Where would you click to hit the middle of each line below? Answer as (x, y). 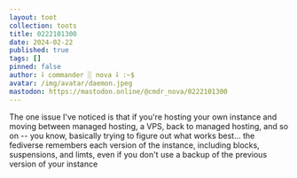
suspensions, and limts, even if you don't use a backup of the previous (138, 154)
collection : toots (43, 26)
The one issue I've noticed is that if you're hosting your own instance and (143, 117)
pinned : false (35, 67)
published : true (39, 50)
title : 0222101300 (43, 34)
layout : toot (33, 17)
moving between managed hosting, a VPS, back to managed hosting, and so (149, 126)
